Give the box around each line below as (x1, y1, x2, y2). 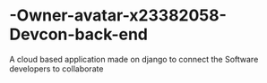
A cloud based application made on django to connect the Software (9, 54, 259, 64)
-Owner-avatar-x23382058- (9, 5, 227, 26)
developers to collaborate (9, 63, 104, 74)
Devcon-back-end (9, 24, 148, 45)
